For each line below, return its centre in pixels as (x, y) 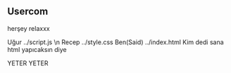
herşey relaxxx (29, 28)
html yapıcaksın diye (37, 49)
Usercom (28, 12)
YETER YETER (28, 63)
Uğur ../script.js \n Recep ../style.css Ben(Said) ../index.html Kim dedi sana (115, 42)
